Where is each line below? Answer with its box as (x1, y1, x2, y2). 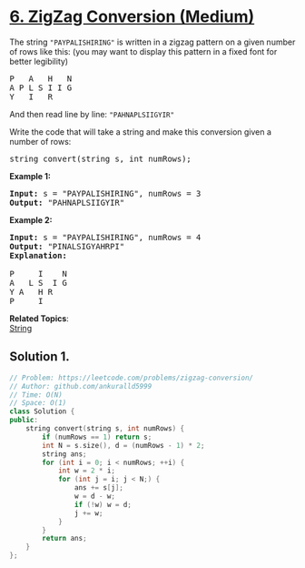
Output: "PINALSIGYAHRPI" (9, 241, 125, 251)
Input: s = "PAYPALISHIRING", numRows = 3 (9, 188, 202, 198)
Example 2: (9, 214, 53, 225)
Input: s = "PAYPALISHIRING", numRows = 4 (9, 232, 202, 242)
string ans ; (42, 449, 88, 459)
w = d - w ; (74, 492, 116, 501)
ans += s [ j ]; (74, 483, 124, 492)
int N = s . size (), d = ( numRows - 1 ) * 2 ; (42, 441, 205, 450)
